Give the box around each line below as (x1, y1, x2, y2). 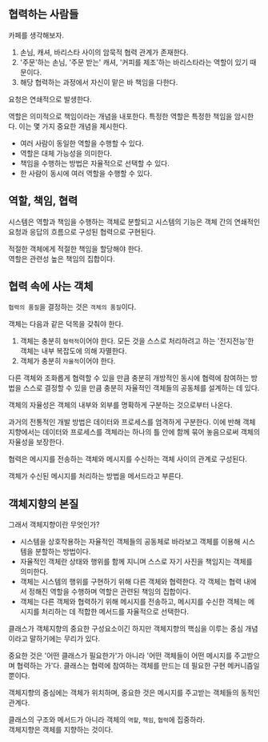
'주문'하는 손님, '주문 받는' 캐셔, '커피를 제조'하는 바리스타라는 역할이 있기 (19, 57, 248, 66)
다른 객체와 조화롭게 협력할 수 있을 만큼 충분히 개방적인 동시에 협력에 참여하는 (8, 373, 250, 383)
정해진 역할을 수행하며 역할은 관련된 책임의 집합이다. (28, 587, 191, 596)
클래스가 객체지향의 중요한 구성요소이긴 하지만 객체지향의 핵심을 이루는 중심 (8, 624, 244, 634)
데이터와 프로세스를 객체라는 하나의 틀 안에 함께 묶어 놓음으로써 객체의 (42, 427, 261, 437)
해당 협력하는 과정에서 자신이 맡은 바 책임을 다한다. (19, 77, 178, 86)
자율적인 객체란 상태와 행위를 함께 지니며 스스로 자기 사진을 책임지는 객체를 (19, 557, 254, 567)
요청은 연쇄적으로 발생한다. (8, 94, 92, 104)
